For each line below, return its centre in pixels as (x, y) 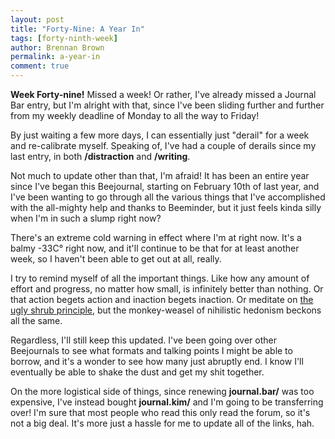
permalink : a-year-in (55, 57)
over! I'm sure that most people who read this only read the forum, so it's (160, 412)
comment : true (40, 66)
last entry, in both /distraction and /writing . (100, 156)
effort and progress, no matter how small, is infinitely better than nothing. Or (167, 289)
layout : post (37, 19)
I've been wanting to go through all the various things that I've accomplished (168, 197)
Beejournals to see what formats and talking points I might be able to (151, 350)
